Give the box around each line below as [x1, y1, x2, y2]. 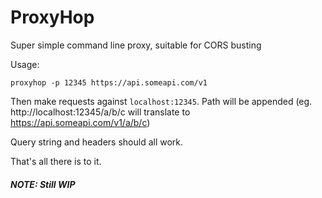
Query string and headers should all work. [10, 136, 184, 148]
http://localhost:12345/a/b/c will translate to [10, 106, 191, 118]
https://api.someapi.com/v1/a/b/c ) [10, 116, 151, 128]
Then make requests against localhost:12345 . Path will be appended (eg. [10, 95, 313, 107]
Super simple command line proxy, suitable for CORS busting [10, 39, 262, 51]
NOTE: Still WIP [10, 178, 76, 190]
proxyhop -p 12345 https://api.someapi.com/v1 [10, 77, 208, 88]
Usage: [10, 58, 40, 70]
